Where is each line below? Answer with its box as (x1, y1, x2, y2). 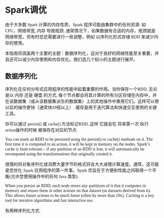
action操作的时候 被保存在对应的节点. (5, 128, 78, 132)
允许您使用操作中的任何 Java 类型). (10, 174, 79, 179)
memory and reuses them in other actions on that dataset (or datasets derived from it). (5, 188, 151, 193)
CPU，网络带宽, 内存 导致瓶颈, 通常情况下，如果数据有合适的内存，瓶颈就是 (5, 28, 156, 33)
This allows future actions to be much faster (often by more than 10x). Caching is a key (5, 193, 155, 198)
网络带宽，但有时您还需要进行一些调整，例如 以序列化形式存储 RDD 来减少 (5, 34, 155, 40)
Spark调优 (5, 4, 47, 16)
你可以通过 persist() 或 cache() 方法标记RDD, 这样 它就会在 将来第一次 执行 (5, 121, 149, 127)
